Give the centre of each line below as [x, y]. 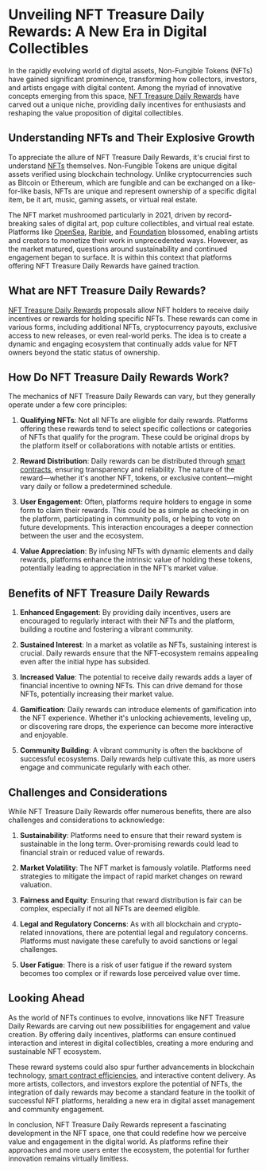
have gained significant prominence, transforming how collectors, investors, [133, 79]
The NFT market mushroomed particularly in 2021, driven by [107, 215]
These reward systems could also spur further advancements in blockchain [131, 1067]
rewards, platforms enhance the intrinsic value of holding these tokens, [136, 560]
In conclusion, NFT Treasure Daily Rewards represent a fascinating [118, 1124]
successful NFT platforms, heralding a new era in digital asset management [132, 1100]
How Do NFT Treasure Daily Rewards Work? [119, 377]
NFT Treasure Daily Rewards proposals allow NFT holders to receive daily [129, 310]
